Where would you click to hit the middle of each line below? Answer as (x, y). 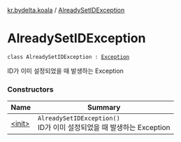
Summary (104, 108)
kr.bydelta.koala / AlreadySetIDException (66, 10)
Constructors (30, 89)
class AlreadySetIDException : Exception (68, 57)
